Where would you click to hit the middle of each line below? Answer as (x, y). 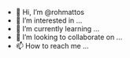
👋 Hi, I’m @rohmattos (50, 12)
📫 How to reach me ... (52, 46)
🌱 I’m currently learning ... (58, 29)
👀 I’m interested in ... (49, 20)
